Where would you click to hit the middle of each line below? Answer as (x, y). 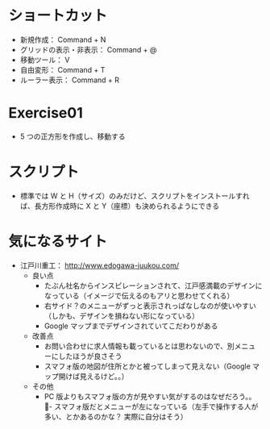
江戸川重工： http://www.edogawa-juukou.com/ (100, 265)
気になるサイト (58, 241)
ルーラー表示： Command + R (69, 80)
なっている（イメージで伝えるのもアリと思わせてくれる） (139, 295)
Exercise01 (46, 113)
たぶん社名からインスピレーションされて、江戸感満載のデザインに (153, 285)
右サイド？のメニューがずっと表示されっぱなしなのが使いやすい (150, 306)
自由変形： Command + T (62, 69)
